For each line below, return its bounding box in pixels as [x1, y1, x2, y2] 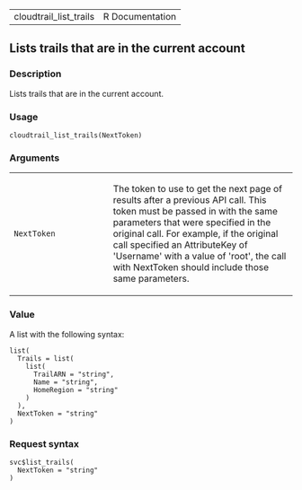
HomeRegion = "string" [32, 385, 119, 394]
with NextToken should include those [112, 261, 270, 274]
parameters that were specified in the [112, 216, 271, 229]
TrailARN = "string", [32, 370, 115, 379]
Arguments [9, 152, 60, 164]
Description [9, 67, 62, 80]
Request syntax [9, 437, 79, 450]
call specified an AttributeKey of [112, 239, 249, 251]
